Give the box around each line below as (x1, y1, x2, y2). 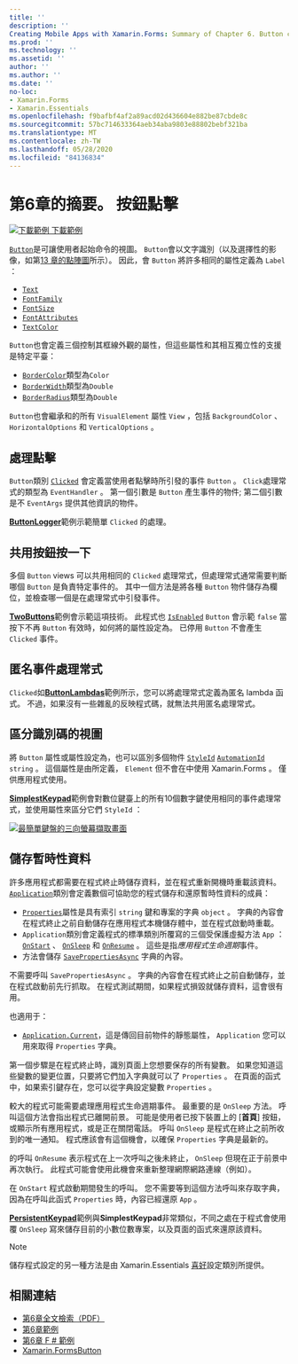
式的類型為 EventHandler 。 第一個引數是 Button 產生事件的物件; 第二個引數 (9, 487, 283, 498)
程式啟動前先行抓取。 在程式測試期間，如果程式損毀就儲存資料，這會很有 (16, 981, 284, 992)
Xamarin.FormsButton (21, 1345, 102, 1356)
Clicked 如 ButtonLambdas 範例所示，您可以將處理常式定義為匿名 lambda (9, 686, 274, 697)
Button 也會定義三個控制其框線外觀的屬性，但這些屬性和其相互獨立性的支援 (9, 340, 282, 350)
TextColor (21, 323, 59, 333)
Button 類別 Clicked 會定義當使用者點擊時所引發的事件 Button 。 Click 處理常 (9, 475, 286, 486)
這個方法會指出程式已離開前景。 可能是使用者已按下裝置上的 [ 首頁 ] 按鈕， (16, 1111, 286, 1122)
